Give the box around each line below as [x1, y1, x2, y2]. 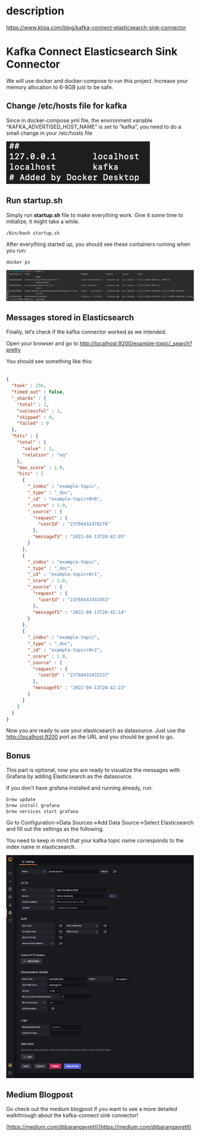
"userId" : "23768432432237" [37, 672, 111, 678]
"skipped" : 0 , [17, 414, 55, 420]
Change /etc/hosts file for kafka [6, 101, 127, 111]
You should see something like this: [6, 358, 93, 365]
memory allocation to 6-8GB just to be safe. [6, 84, 114, 91]
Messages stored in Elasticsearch [6, 313, 135, 323]
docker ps [6, 259, 31, 265]
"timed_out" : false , [11, 389, 65, 395]
